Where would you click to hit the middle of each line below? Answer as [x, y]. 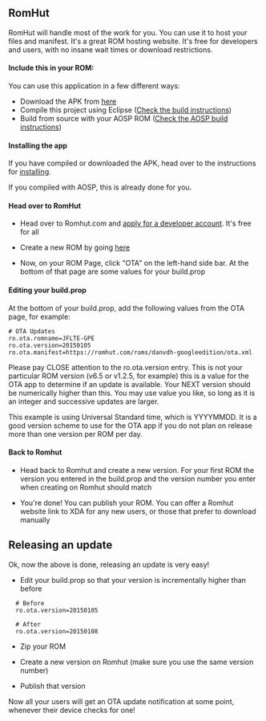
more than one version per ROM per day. [75, 434]
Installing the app [38, 145]
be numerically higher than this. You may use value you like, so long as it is [132, 393]
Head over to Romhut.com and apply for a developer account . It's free [135, 223]
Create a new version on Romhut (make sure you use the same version [137, 662]
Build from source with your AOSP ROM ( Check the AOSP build [124, 119]
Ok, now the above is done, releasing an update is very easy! [109, 564]
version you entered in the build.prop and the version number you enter [138, 479]
